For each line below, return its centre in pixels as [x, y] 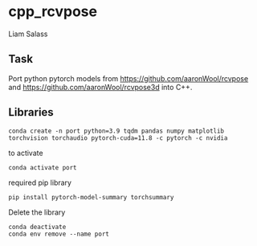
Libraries [31, 112]
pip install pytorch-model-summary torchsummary [91, 197]
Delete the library [37, 212]
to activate [26, 153]
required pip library [40, 182]
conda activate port [43, 167]
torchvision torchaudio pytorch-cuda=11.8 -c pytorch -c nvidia [118, 138]
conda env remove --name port [59, 234]
